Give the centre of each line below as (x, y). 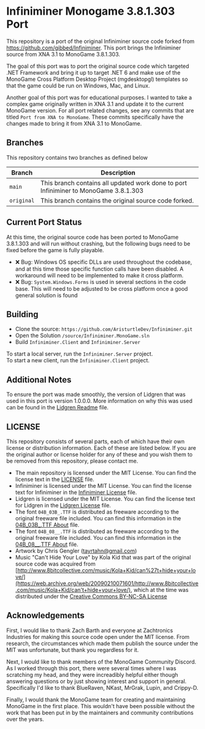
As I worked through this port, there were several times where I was (92, 668)
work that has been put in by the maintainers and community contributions (100, 712)
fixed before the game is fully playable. (55, 250)
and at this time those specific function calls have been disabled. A (99, 269)
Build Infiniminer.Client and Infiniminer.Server (77, 342)
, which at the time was (160, 590)
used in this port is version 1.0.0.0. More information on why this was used (99, 401)
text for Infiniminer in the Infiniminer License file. (76, 492)
